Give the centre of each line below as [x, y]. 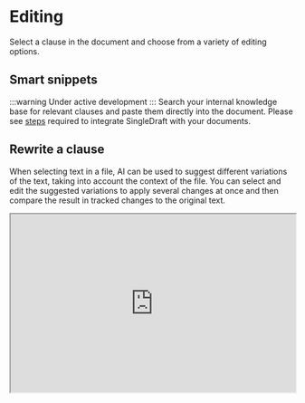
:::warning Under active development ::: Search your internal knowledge [143, 101]
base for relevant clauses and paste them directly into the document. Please [152, 111]
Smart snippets [53, 80]
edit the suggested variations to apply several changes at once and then [144, 190]
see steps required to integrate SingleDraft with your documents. [130, 120]
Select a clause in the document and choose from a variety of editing [138, 42]
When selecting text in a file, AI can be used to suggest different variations [148, 171]
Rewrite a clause [57, 150]
